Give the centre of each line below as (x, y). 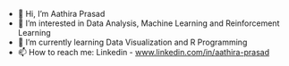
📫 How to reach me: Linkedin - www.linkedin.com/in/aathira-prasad (144, 52)
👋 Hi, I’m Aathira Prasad (61, 14)
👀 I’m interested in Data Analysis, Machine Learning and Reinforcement (149, 23)
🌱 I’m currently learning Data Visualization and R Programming (132, 42)
